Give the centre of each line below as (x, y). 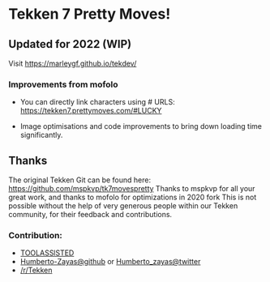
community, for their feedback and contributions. (90, 215)
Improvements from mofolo (64, 84)
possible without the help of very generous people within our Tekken (123, 206)
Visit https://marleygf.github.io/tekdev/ (73, 63)
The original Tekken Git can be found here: (80, 180)
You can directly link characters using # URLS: (98, 102)
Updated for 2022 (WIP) (70, 44)
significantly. (41, 135)
